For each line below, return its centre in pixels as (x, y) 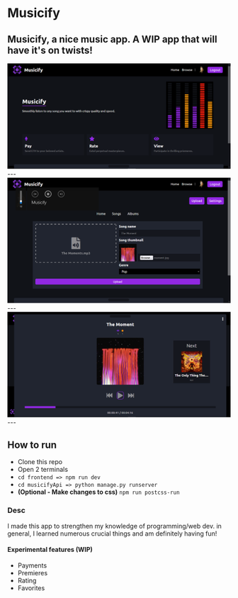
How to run (32, 445)
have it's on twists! (50, 50)
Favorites (31, 588)
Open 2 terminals (43, 470)
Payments (32, 565)
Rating (27, 580)
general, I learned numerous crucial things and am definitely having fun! (112, 534)
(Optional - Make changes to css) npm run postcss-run (98, 492)
